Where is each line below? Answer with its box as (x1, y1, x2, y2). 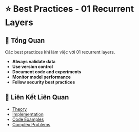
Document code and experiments (12, 69, 81, 75)
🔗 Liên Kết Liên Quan (5, 93, 69, 101)
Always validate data (12, 59, 56, 64)
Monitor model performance (12, 74, 71, 80)
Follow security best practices (12, 79, 75, 85)
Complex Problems (12, 121, 51, 127)
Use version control (12, 64, 53, 69)
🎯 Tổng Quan (5, 36, 45, 45)
